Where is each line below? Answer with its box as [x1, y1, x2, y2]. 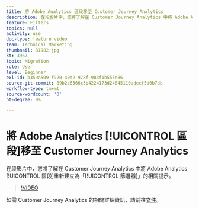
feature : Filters [6, 20, 49, 25]
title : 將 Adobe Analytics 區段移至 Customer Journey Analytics [6, 8, 164, 15]
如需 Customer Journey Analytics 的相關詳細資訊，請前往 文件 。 [6, 196, 162, 203]
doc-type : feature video [6, 36, 68, 42]
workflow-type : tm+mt [6, 86, 60, 92]
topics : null [6, 25, 38, 31]
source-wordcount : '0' [6, 91, 62, 97]
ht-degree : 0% [6, 97, 41, 102]
